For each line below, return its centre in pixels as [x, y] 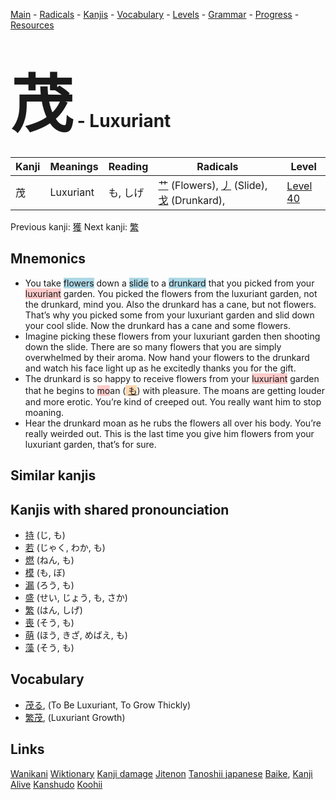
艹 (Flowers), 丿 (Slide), [213, 185]
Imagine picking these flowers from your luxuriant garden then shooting [172, 336]
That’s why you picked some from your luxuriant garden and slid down [169, 315]
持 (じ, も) [45, 535]
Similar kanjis [53, 475]
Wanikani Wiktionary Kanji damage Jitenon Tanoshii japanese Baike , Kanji [161, 773]
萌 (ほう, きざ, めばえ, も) [76, 635]
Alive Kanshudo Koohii [56, 784]
